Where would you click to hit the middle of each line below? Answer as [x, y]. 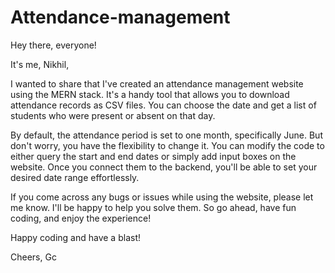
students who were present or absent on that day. [113, 115]
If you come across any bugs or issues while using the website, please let [162, 197]
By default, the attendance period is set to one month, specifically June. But [166, 135]
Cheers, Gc [33, 257]
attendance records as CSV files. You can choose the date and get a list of [163, 105]
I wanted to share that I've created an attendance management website [157, 83]
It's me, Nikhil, [40, 64]
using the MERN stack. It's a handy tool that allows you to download [150, 94]
